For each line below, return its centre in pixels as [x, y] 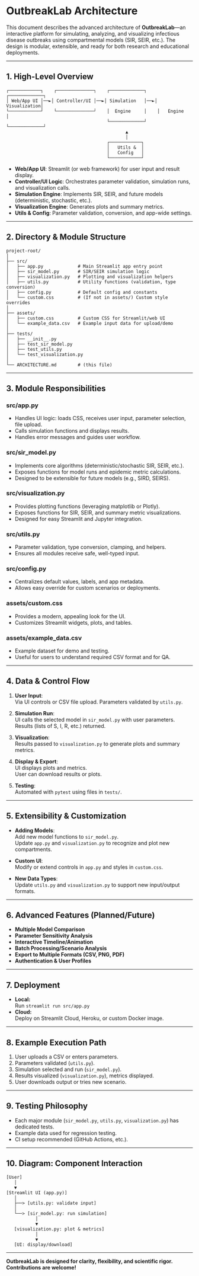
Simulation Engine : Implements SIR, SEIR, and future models [89, 194]
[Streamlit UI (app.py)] [37, 1192]
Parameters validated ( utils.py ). [54, 1063]
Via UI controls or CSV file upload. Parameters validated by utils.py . [99, 702]
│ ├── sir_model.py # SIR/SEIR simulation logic [78, 271]
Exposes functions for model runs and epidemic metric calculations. [98, 472]
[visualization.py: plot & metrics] [59, 1229]
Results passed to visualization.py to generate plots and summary [97, 743]
